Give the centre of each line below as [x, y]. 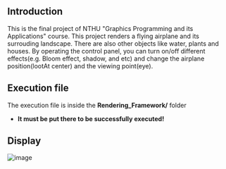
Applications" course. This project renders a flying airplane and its [103, 36]
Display [24, 141]
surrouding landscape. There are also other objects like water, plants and [113, 43]
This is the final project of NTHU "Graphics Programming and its [100, 28]
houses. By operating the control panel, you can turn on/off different [106, 51]
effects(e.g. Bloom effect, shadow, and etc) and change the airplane [106, 58]
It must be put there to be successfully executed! [91, 118]
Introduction [35, 12]
